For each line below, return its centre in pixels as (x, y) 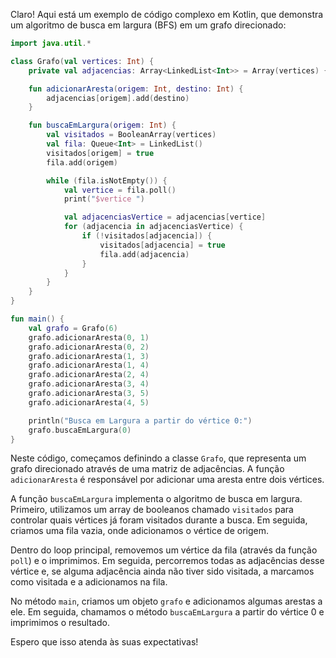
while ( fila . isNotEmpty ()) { (107, 180)
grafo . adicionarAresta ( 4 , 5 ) (89, 402)
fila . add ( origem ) (82, 162)
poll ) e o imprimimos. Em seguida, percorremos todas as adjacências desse (167, 561)
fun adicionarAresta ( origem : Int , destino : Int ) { (136, 89)
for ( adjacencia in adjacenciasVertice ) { (153, 227)
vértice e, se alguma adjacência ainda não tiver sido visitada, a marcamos (162, 571)
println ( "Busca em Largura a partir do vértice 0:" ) (140, 420)
